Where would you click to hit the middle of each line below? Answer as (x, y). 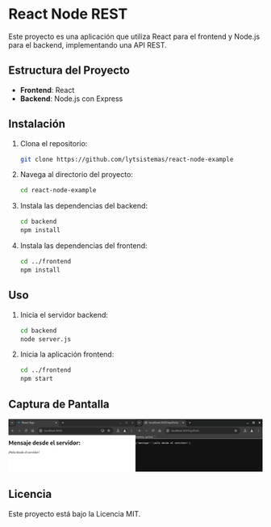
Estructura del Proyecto (69, 71)
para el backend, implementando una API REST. (88, 44)
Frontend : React (47, 90)
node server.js (46, 339)
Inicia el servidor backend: (64, 314)
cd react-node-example (58, 191)
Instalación (37, 124)
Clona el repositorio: (54, 143)
